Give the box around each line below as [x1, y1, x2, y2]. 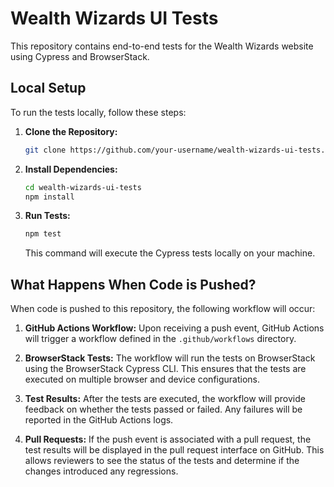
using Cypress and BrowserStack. [10, 50, 150, 62]
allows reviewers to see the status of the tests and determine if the [24, 455, 300, 467]
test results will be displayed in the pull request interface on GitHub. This [24, 444, 325, 456]
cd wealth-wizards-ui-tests [24, 182, 142, 192]
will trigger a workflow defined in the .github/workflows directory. [24, 333, 297, 345]
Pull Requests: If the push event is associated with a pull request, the [24, 433, 312, 446]
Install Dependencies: [24, 163, 118, 175]
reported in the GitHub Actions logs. [24, 414, 174, 426]
